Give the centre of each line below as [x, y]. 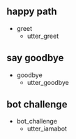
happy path [32, 12]
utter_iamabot [47, 128]
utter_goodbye [48, 82]
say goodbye [35, 58]
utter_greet [43, 36]
